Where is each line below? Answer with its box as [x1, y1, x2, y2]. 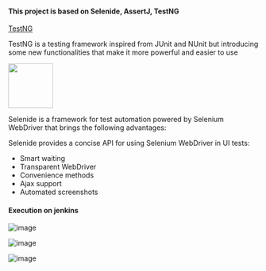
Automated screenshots [19, 187, 98, 197]
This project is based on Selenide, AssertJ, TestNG [8, 6, 179, 16]
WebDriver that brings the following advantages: [8, 123, 167, 132]
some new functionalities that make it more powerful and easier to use [8, 48, 238, 57]
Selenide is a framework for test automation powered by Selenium [8, 115, 225, 124]
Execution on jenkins [8, 205, 79, 215]
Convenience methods [19, 170, 94, 180]
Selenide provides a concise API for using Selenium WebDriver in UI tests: [8, 139, 250, 148]
